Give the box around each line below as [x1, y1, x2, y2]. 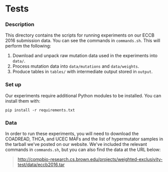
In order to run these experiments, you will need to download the [5, 131, 139, 137]
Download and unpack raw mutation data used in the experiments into [12, 53, 158, 59]
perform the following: [5, 43, 51, 49]
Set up [5, 81, 22, 88]
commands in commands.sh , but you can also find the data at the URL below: [5, 146, 161, 153]
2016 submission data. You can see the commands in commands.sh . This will [5, 38, 160, 44]
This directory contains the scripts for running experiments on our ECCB [5, 32, 154, 38]
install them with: [5, 98, 41, 104]
